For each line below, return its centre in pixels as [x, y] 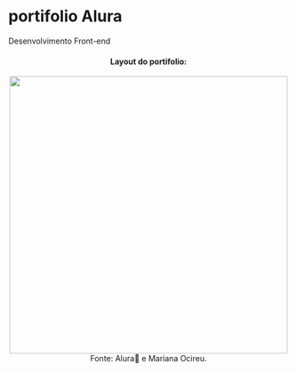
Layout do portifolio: [148, 61]
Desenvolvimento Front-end [60, 41]
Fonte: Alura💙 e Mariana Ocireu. [148, 359]
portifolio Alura [65, 16]
